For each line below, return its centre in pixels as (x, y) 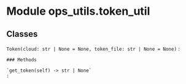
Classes (22, 34)
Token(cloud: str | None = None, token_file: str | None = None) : (93, 48)
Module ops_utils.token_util (78, 11)
